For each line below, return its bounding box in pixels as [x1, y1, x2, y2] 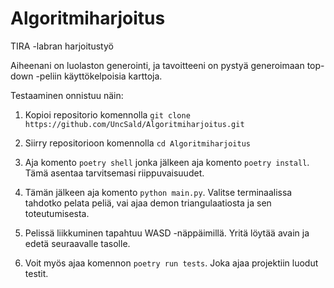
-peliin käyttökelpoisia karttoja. [35, 70, 163, 82]
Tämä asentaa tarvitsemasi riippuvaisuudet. [24, 167, 205, 179]
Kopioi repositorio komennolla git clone [24, 108, 191, 121]
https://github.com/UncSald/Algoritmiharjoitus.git [24, 119, 245, 129]
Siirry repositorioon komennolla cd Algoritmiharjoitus [24, 137, 251, 149]
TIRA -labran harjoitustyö [10, 40, 114, 52]
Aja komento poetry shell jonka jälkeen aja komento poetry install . [24, 156, 310, 168]
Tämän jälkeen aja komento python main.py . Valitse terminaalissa [24, 186, 293, 198]
